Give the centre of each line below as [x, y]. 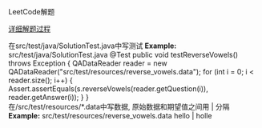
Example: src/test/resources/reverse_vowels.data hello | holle [110, 116]
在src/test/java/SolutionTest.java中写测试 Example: [93, 46]
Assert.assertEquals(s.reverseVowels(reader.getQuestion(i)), [108, 89]
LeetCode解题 [32, 12]
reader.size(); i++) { [41, 80]
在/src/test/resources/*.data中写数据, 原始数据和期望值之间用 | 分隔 [119, 107]
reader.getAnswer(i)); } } [49, 97]
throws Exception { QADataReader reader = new [88, 63]
